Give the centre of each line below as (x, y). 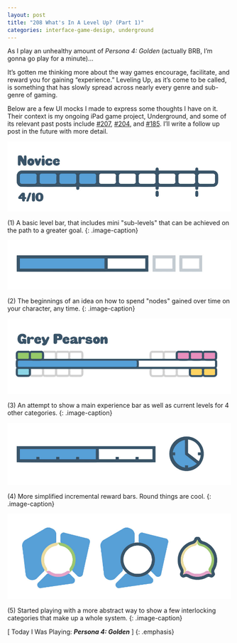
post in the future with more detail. (58, 131)
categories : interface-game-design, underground (81, 30)
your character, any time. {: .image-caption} (71, 308)
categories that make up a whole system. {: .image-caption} (95, 618)
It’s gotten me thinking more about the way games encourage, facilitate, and (118, 72)
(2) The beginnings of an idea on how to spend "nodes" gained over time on (119, 301)
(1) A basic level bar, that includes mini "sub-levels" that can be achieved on (118, 222)
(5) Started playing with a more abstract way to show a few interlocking (112, 610)
